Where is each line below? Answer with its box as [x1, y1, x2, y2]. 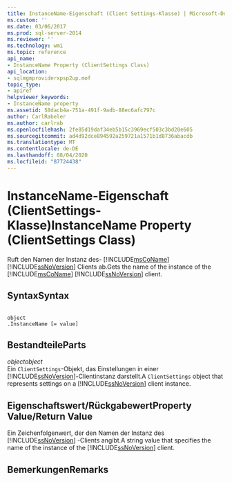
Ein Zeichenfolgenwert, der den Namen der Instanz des [7, 429, 164, 437]
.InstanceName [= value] [7, 320, 79, 328]
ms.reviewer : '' [7, 36, 54, 43]
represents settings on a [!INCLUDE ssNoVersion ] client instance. [7, 380, 191, 388]
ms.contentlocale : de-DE [7, 145, 79, 152]
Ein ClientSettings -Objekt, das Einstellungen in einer [7, 365, 159, 373]
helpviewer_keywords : [7, 94, 70, 101]
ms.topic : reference [7, 49, 67, 56]
